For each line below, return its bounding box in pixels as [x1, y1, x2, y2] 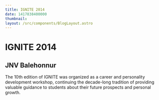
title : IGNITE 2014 [5, 7, 45, 12]
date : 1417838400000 [5, 12, 47, 17]
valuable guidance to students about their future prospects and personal [5, 84, 151, 90]
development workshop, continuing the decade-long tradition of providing [5, 79, 155, 85]
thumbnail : [5, 16, 27, 21]
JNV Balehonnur [5, 61, 56, 69]
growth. [5, 90, 21, 96]
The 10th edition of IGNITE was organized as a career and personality [5, 74, 145, 80]
